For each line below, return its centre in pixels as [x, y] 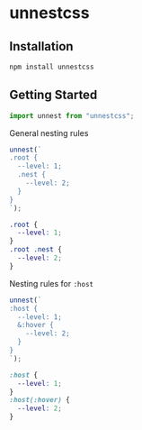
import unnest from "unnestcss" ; [72, 115]
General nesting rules [49, 133]
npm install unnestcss [52, 67]
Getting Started [53, 95]
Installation [41, 46]
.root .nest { [36, 250]
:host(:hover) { [40, 400]
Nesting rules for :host [52, 283]
